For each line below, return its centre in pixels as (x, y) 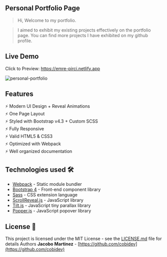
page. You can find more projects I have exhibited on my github (83, 35)
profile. (25, 41)
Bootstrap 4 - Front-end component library (56, 189)
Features (19, 94)
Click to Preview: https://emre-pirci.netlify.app (53, 68)
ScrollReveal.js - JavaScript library (48, 200)
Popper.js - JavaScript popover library (52, 211)
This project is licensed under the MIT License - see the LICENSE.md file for (83, 239)
